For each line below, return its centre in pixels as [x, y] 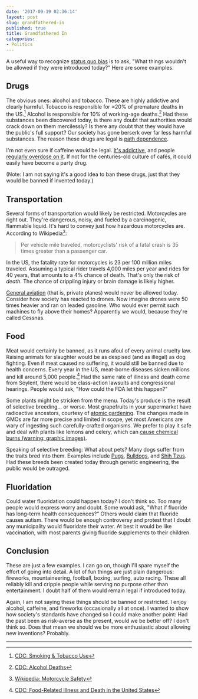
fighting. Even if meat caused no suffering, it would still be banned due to [95, 363]
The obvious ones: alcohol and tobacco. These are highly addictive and [93, 100]
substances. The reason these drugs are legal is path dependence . [88, 139]
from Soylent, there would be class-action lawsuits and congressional [91, 383]
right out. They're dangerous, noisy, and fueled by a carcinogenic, [86, 220]
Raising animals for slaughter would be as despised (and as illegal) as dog [96, 357]
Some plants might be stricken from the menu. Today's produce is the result [98, 401]
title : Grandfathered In [37, 34]
